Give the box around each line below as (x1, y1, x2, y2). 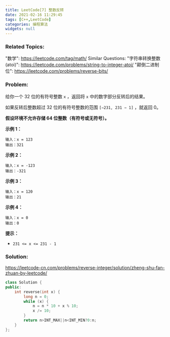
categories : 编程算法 (5, 21, 48, 27)
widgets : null (5, 26, 36, 32)
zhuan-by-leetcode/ (5, 270, 47, 276)
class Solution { (5, 280, 42, 285)
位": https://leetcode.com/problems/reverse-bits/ (5, 68, 108, 74)
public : (5, 285, 22, 290)
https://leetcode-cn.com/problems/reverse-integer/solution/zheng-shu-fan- (5, 265, 165, 271)
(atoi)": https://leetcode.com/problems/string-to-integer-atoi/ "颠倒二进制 (5, 62, 159, 68)
